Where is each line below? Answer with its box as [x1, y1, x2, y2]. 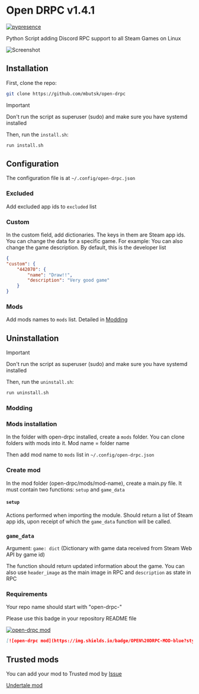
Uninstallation [6, 333, 59, 343]
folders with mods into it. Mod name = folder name [6, 440, 130, 447]
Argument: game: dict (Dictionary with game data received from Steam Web [6, 545, 192, 552]
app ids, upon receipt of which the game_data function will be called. [6, 518, 172, 525]
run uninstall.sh [6, 390, 49, 396]
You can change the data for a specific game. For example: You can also [6, 237, 183, 244]
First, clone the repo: [6, 79, 57, 86]
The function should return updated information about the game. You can [6, 563, 185, 570]
